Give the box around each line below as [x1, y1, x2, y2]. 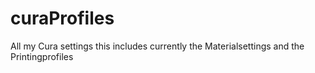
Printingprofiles [10, 50, 74, 62]
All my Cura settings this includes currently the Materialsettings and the [10, 40, 305, 52]
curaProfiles [10, 7, 115, 30]
